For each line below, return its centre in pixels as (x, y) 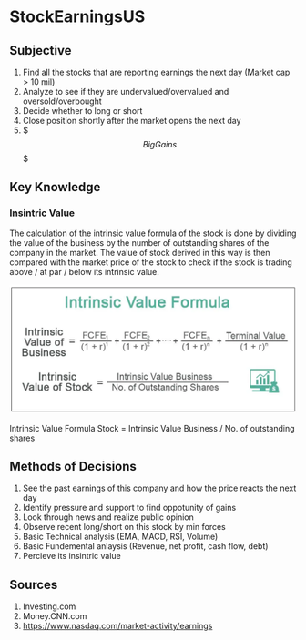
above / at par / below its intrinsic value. (84, 271)
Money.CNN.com (55, 616)
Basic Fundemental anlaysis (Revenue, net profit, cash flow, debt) (145, 546)
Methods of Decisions (73, 466)
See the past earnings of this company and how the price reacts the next (159, 488)
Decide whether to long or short (82, 111)
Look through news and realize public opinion (108, 517)
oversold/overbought (62, 101)
